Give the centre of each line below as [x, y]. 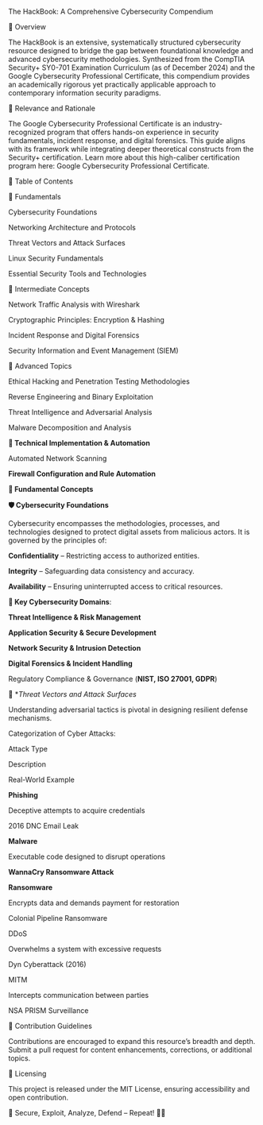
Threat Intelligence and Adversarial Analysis [80, 412]
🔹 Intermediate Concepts [49, 289]
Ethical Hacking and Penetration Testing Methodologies [99, 381]
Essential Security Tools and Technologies [77, 274]
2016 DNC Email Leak [44, 826]
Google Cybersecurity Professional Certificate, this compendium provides [129, 76]
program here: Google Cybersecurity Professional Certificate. [109, 166]
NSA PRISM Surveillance [48, 1011]
